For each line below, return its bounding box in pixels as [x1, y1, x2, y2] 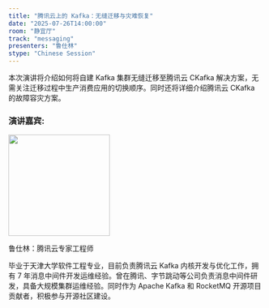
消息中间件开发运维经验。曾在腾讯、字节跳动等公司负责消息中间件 [30, 271, 251, 280]
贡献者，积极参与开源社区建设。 [8, 291, 115, 301]
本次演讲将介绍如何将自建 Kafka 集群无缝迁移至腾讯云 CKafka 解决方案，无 [8, 73, 259, 82]
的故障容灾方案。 [8, 93, 66, 102]
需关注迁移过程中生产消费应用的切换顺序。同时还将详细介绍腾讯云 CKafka [8, 83, 255, 92]
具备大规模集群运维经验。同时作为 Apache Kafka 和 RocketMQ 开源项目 [22, 281, 262, 291]
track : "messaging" [8, 34, 75, 43]
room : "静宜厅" [8, 27, 56, 35]
